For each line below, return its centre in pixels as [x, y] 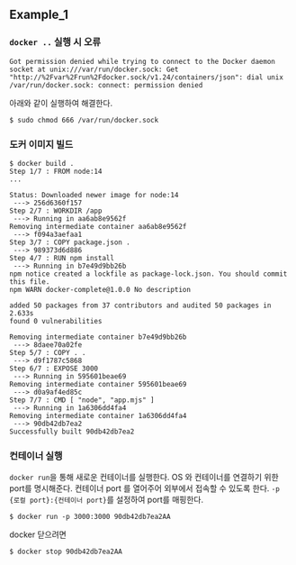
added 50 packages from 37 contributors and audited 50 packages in [140, 305]
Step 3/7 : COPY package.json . [70, 242]
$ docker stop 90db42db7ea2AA [66, 552]
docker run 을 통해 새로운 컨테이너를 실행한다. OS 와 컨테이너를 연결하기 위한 [144, 478]
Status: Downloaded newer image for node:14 [94, 195]
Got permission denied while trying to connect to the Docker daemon [143, 61]
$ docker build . [42, 163]
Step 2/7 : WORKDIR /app [56, 211]
